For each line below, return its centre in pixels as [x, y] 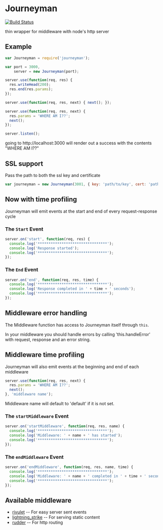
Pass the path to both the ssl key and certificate [53, 175]
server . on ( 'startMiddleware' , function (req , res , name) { [65, 426]
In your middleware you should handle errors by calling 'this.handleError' [78, 334]
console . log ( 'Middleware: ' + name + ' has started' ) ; [66, 435]
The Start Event [24, 229]
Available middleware [38, 500]
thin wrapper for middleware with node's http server [57, 31]
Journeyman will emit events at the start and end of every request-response [81, 211]
